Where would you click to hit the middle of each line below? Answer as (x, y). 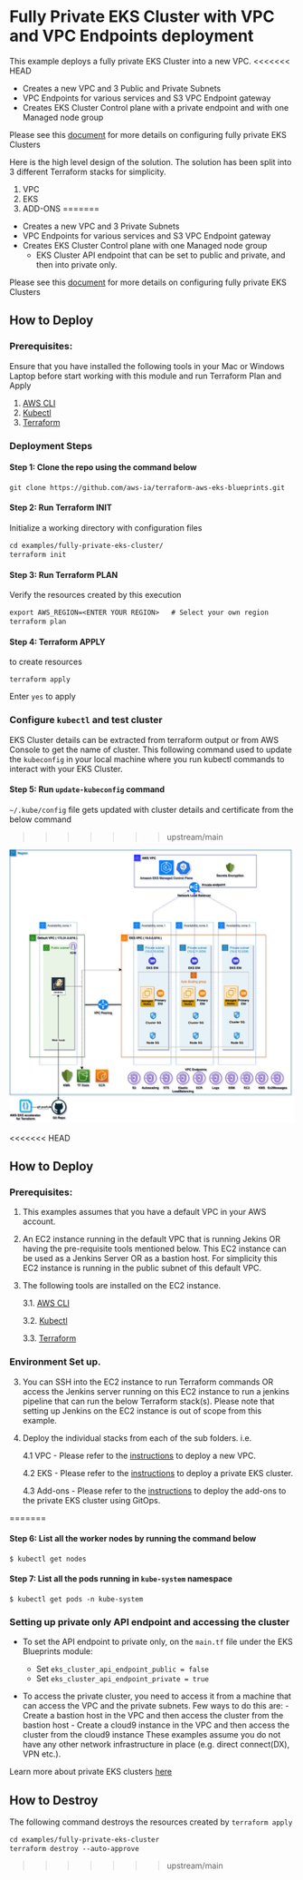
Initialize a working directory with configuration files (106, 527)
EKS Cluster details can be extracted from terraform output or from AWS (144, 739)
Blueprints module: (57, 1651)
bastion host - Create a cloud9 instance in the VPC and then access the (156, 1725)
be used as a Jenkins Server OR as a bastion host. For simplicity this (150, 1258)
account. (39, 1221)
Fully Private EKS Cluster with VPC (142, 17)
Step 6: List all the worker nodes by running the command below (133, 1539)
